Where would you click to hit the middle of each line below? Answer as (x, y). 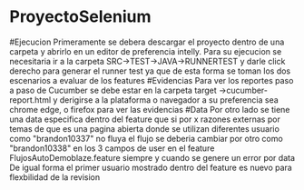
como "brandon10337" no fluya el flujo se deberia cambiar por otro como (146, 138)
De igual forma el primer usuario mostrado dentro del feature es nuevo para (151, 167)
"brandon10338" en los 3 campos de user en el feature (112, 148)
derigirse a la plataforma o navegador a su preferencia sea (169, 100)
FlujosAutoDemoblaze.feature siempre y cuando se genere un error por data (152, 157)
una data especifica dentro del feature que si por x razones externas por (145, 119)
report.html (30, 100)
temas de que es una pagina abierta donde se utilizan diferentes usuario (144, 128)
